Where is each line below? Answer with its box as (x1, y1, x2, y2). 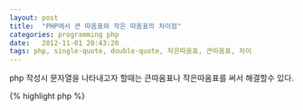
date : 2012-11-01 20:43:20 (9, 38, 119, 48)
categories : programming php (9, 30, 119, 39)
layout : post (9, 13, 59, 23)
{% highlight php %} (9, 91, 86, 102)
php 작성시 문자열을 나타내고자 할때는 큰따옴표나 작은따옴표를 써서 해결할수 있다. (9, 73, 294, 84)
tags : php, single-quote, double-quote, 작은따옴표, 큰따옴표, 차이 (9, 47, 252, 56)
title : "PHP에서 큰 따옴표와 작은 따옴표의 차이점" (9, 22, 182, 31)
